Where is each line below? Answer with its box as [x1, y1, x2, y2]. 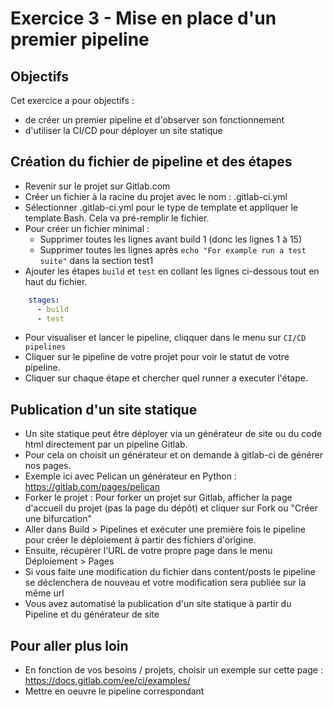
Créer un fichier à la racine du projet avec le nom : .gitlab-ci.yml [24, 190, 288, 202]
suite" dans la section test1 [39, 254, 154, 266]
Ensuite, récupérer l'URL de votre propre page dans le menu [24, 545, 273, 557]
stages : [28, 295, 60, 305]
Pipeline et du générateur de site [24, 608, 160, 621]
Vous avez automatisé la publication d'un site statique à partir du [24, 598, 292, 610]
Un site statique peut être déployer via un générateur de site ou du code [24, 428, 323, 440]
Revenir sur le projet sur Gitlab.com [24, 180, 171, 192]
